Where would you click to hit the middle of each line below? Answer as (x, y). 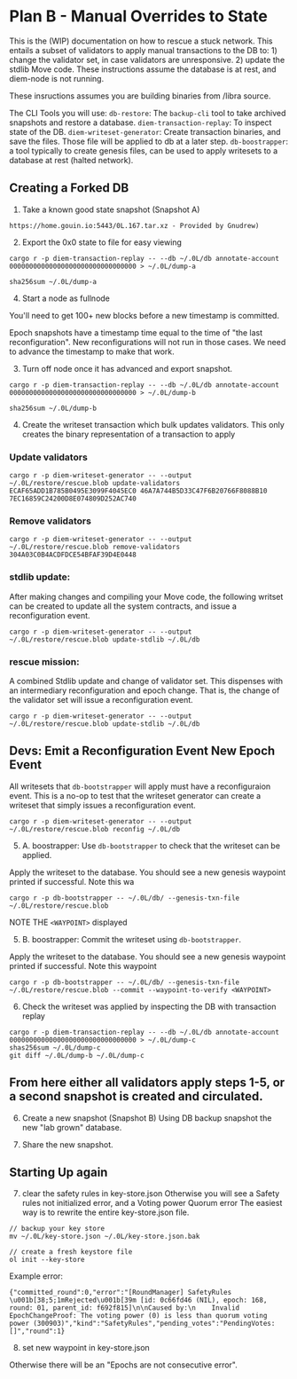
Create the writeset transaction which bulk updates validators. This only (153, 424)
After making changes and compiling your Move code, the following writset (146, 596)
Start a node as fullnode (66, 298)
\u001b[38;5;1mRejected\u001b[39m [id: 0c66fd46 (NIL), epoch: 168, (138, 1300)
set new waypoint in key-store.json (86, 1348)
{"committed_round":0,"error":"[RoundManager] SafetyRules (121, 1293)
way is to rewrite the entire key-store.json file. (106, 1212)
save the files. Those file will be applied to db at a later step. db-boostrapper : (149, 141)
